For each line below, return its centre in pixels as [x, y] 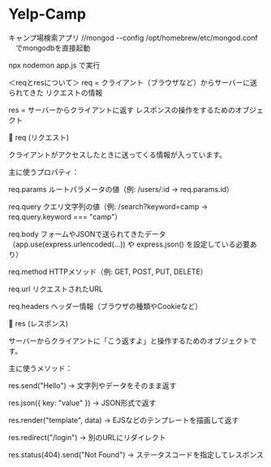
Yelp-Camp [47, 14]
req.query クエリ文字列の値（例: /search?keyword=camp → [108, 206]
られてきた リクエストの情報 [56, 92]
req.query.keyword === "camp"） [65, 216]
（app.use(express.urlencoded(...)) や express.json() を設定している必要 [129, 244]
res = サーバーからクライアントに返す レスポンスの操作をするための [122, 110]
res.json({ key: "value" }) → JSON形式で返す [82, 403]
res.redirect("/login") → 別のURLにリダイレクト [87, 437]
